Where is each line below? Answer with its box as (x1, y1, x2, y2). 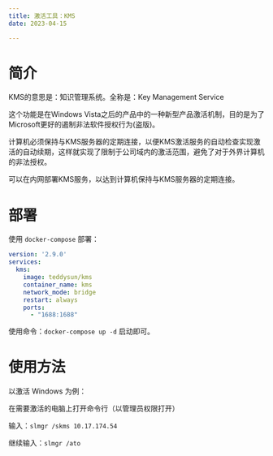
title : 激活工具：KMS (8, 11, 76, 20)
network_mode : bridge (23, 288, 96, 296)
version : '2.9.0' (8, 251, 67, 259)
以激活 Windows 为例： (8, 386, 87, 396)
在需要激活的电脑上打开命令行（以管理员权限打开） (8, 403, 180, 414)
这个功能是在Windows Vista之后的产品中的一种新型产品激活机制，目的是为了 (8, 110, 265, 119)
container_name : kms (23, 281, 93, 289)
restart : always (23, 295, 79, 304)
